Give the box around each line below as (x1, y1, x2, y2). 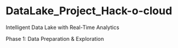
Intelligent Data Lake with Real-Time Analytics (5, 24, 119, 31)
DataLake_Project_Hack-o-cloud (5, 4, 173, 18)
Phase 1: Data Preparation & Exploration (5, 35, 104, 42)
